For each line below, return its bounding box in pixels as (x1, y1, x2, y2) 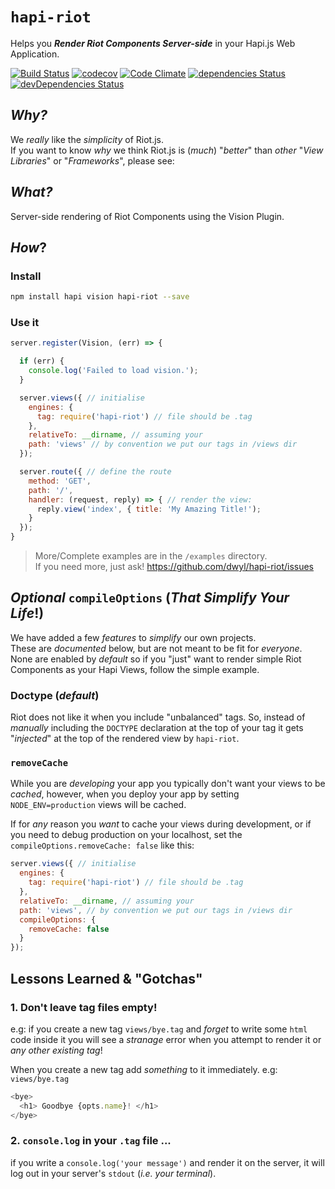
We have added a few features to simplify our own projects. (10, 631, 257, 643)
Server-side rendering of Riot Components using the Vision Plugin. (10, 210, 285, 222)
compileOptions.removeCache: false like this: (10, 839, 195, 852)
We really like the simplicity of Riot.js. (10, 133, 165, 145)
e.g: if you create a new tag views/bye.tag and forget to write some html (10, 1023, 308, 1035)
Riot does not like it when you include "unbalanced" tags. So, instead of (10, 711, 306, 723)
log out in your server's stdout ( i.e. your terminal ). (10, 1167, 217, 1179)
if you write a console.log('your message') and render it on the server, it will (10, 1156, 325, 1168)
